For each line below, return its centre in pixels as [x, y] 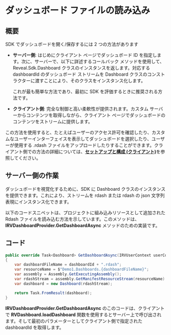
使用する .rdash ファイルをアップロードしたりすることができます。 [84, 145]
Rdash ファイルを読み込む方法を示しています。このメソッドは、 [73, 219]
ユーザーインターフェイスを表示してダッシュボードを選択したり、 [83, 139]
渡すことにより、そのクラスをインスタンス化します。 [90, 81]
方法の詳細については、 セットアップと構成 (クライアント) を [99, 152]
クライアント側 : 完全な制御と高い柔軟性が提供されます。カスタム [80, 109]
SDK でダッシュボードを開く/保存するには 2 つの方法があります [72, 44]
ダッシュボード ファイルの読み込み [78, 10]
